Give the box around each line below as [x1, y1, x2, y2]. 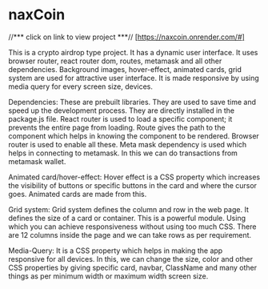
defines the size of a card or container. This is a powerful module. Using [8, 213, 246, 223]
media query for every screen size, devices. [8, 82, 154, 91]
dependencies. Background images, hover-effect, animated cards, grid [8, 64, 242, 74]
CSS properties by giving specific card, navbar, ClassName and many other [8, 263, 258, 272]
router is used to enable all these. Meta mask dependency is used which [8, 139, 246, 149]
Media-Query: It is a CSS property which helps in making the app [8, 246, 223, 255]
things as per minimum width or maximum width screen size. [8, 271, 209, 281]
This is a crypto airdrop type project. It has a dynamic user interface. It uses [8, 47, 258, 57]
